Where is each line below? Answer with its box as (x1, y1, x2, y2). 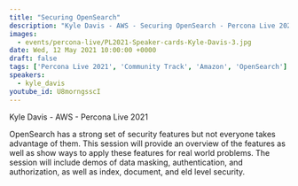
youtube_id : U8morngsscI (9, 87, 101, 96)
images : (9, 29, 38, 38)
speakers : (9, 71, 46, 80)
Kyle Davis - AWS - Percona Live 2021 (9, 112, 149, 122)
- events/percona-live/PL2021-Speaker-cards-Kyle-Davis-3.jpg (17, 37, 252, 47)
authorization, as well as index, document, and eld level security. (9, 166, 246, 177)
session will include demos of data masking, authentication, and (9, 157, 244, 167)
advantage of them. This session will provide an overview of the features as (9, 138, 286, 149)
